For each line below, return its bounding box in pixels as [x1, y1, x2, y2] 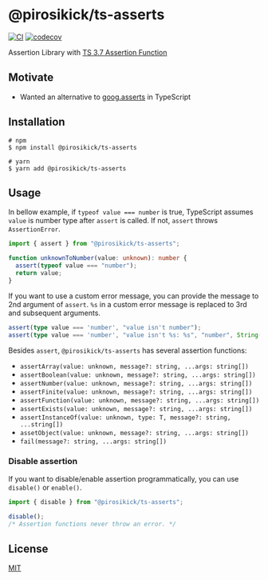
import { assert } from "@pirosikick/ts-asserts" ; [8, 240, 180, 248]
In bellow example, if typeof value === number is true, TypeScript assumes [8, 207, 254, 217]
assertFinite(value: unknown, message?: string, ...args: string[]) [19, 388, 253, 396]
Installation [8, 115, 65, 129]
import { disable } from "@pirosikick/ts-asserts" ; [8, 498, 183, 506]
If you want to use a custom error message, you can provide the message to [8, 290, 259, 301]
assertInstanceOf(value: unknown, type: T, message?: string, [19, 414, 231, 422]
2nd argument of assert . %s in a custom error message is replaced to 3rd [8, 299, 247, 309]
